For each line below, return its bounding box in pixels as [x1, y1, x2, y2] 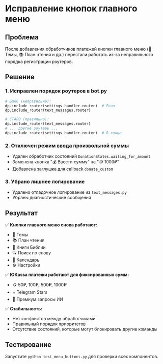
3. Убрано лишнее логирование [5, 178, 85, 185]
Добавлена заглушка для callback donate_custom [12, 166, 113, 172]
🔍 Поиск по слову [12, 250, 51, 256]
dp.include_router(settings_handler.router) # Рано [5, 103, 115, 108]
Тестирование [5, 340, 52, 349]
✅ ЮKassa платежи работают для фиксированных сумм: [5, 272, 129, 278]
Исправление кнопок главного [5, 3, 137, 14]
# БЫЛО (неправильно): [5, 99, 52, 104]
